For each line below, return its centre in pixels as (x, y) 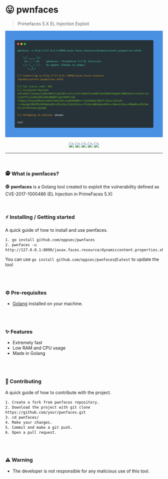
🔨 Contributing (23, 381)
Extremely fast (27, 343)
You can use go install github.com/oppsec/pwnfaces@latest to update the (82, 259)
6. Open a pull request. (31, 432)
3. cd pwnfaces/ (22, 417)
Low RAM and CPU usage (39, 348)
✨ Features (19, 332)
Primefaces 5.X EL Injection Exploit (53, 24)
